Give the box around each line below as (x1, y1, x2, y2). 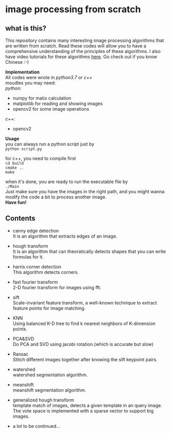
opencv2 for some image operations (12, 106, 89, 112)
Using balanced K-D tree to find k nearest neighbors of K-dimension (12, 320, 156, 326)
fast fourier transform (12, 279, 58, 285)
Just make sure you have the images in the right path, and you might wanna (5, 189, 165, 194)
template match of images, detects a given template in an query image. (12, 402, 162, 409)
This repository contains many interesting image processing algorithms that (5, 37, 164, 43)
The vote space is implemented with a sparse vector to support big (12, 407, 154, 414)
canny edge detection (12, 227, 59, 234)
